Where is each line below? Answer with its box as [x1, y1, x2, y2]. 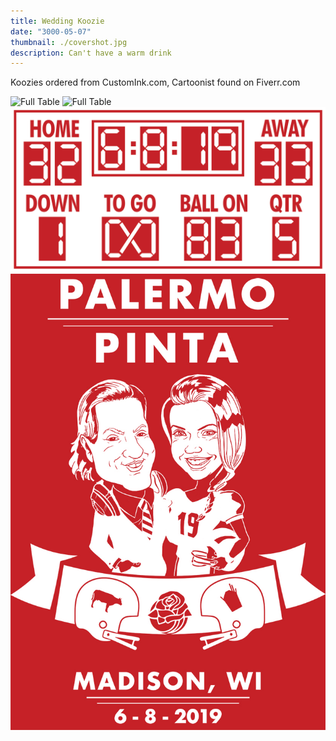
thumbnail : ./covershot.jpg [10, 37, 128, 47]
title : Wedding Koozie [10, 16, 105, 26]
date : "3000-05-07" [10, 26, 92, 37]
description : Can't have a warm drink [10, 48, 172, 58]
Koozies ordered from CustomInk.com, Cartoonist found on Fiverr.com [10, 76, 301, 89]
